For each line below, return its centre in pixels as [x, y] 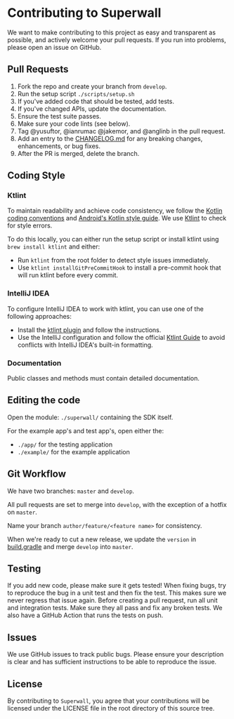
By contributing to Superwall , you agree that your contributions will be [108, 701]
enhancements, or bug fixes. [59, 146]
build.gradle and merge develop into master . [70, 546]
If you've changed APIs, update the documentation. [92, 108]
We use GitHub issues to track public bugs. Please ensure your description [116, 654]
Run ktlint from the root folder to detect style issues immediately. [113, 260]
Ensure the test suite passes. [59, 116]
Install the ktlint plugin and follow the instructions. [89, 330]
